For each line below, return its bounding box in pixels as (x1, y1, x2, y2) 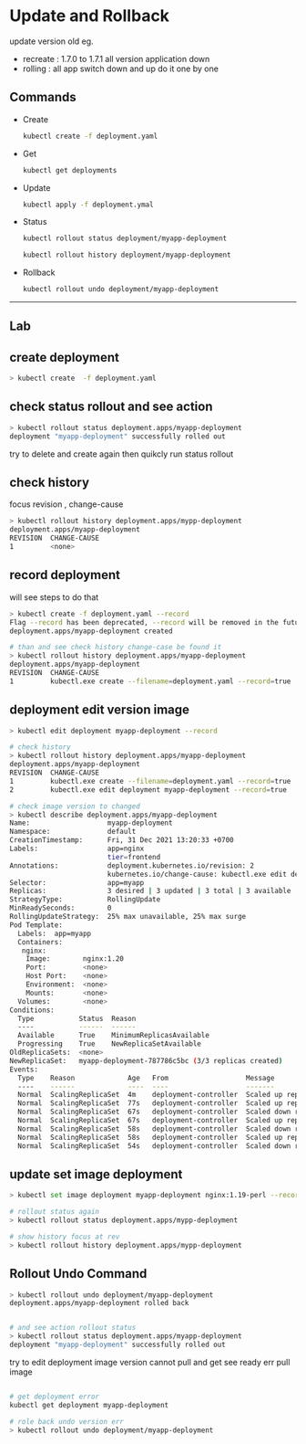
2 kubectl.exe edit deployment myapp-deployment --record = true (9, 785, 287, 795)
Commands (9, 90, 77, 105)
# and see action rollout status (9, 1323, 137, 1333)
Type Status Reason (17, 1014, 137, 1023)
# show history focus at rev (9, 1232, 120, 1242)
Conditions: (9, 1006, 55, 1015)
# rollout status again (9, 1207, 100, 1217)
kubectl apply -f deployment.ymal (22, 200, 154, 209)
